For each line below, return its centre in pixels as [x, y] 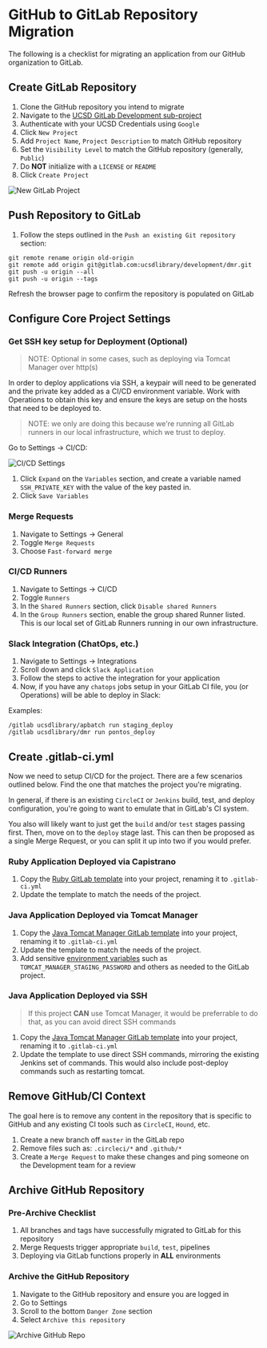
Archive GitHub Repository [77, 1190]
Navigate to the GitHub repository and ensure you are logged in [124, 1294]
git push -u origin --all [51, 272]
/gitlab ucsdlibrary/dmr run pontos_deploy [82, 732]
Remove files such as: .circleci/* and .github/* [101, 1148]
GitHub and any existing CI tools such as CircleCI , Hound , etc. [109, 1124]
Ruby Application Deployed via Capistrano [92, 861]
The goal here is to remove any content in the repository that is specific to [130, 1115]
